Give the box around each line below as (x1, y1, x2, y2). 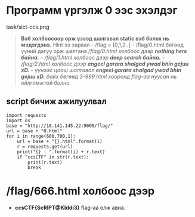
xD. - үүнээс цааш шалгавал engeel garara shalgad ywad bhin (20, 66, 182, 73)
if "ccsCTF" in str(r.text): (17, 154, 89, 160)
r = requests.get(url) (17, 144, 73, 150)
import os (6, 117, 31, 123)
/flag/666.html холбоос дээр (6, 184, 155, 197)
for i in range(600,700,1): (6, 133, 76, 139)
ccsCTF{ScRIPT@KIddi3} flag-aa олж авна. (14, 204, 126, 211)
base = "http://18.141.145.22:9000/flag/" (6, 123, 113, 129)
